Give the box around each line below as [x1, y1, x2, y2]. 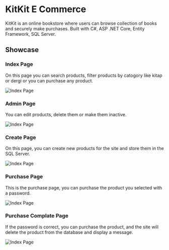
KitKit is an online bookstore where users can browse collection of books [5, 20, 157, 26]
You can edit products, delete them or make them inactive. [5, 111, 127, 117]
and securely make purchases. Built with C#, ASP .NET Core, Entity [5, 25, 145, 31]
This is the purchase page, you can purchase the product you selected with [5, 184, 162, 190]
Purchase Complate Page [5, 212, 69, 219]
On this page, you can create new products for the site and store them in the [5, 145, 164, 152]
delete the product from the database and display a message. [5, 229, 134, 235]
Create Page [5, 134, 36, 141]
